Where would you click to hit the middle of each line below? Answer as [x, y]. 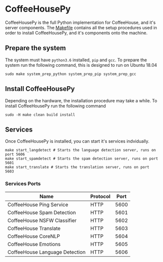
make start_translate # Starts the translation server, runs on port [77, 167]
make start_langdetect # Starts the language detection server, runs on [81, 150]
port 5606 [15, 154]
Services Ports [23, 184]
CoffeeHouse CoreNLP [34, 236]
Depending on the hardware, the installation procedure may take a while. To [81, 100]
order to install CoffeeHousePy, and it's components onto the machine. [76, 33]
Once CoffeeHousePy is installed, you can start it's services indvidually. [77, 141]
